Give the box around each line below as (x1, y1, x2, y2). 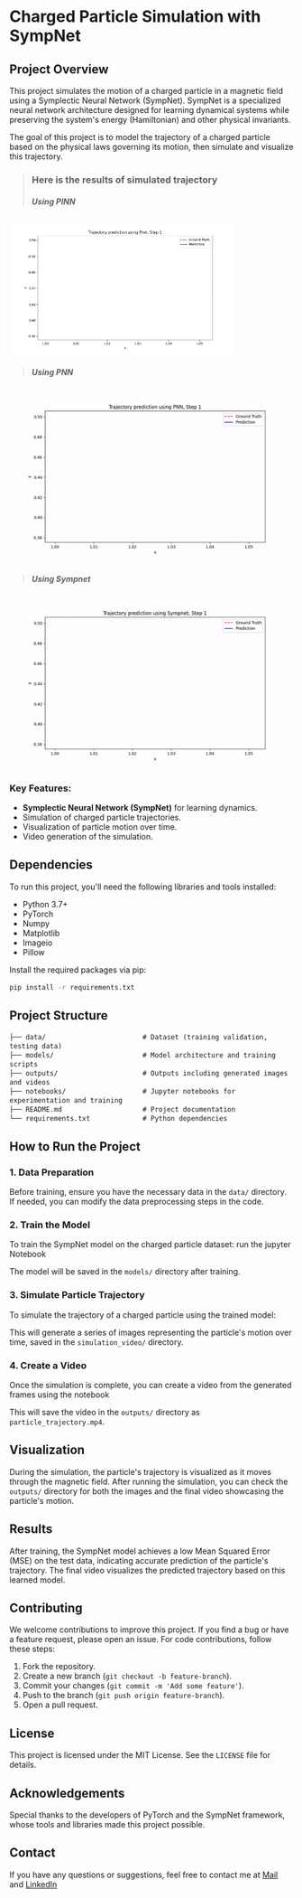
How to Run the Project (9, 1139, 142, 1154)
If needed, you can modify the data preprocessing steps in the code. (9, 1196, 264, 1207)
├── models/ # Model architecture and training (9, 1051, 277, 1060)
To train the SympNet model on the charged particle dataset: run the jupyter (9, 1239, 291, 1250)
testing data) (9, 1042, 63, 1051)
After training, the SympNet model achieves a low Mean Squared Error (9, 1546, 270, 1556)
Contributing (9, 1601, 83, 1615)
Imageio (22, 937, 53, 948)
